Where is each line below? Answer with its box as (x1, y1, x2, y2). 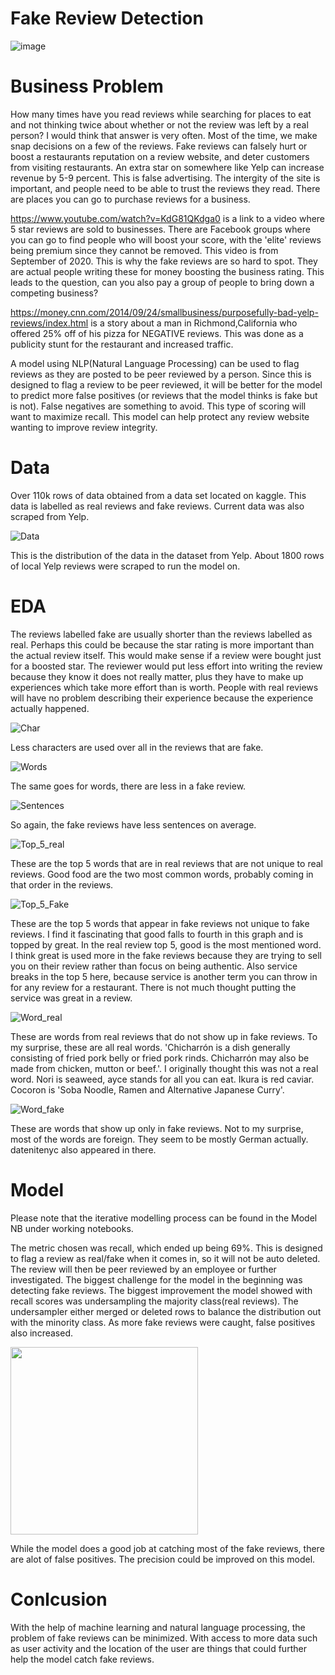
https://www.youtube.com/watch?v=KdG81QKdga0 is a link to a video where (10, 212, 326, 224)
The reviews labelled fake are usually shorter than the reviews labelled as (10, 628, 313, 640)
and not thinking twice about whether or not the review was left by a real (10, 118, 309, 131)
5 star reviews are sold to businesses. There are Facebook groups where (10, 223, 311, 235)
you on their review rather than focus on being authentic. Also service (10, 960, 298, 972)
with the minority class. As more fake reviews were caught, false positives (10, 1316, 316, 1328)
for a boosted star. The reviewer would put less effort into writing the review (10, 660, 323, 672)
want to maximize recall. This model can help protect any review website (10, 410, 310, 422)
